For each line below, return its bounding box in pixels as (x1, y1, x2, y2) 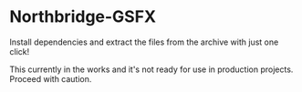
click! (9, 46, 30, 56)
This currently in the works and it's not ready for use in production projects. (9, 64, 294, 75)
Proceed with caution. (9, 73, 92, 84)
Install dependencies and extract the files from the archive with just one (9, 36, 279, 47)
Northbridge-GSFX (9, 6, 157, 27)
